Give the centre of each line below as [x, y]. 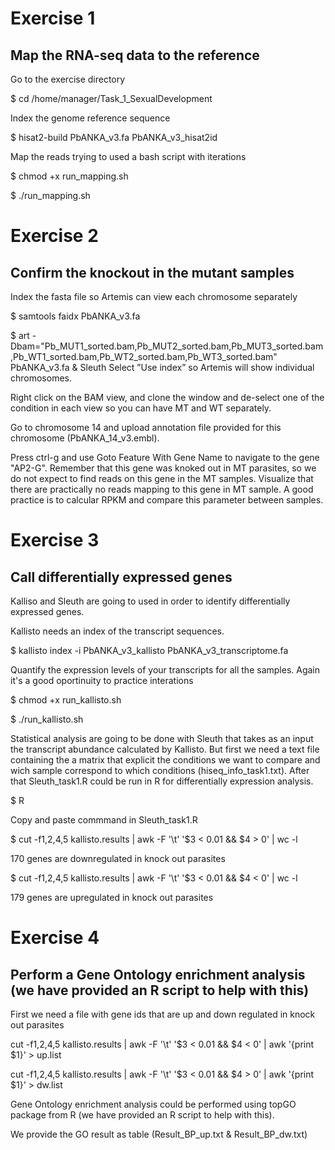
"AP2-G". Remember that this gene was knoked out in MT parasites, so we [163, 468]
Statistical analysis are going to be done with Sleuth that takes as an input [162, 738]
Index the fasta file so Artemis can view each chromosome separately [154, 296]
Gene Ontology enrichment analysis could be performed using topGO [153, 1104]
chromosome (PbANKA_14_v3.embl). [85, 438]
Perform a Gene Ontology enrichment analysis [158, 974]
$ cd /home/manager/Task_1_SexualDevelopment [111, 98]
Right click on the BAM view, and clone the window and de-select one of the [167, 397]
